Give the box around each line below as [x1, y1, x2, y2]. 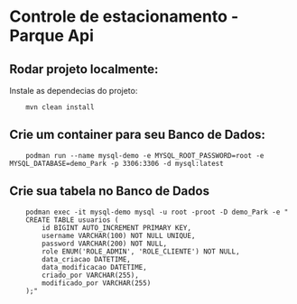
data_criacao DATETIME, [42, 254, 131, 263]
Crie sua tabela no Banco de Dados [9, 183, 210, 199]
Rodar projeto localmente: [9, 61, 159, 77]
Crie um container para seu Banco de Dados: [9, 127, 266, 143]
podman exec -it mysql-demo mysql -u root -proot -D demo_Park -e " [25, 207, 289, 216]
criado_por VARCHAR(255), [42, 271, 140, 280]
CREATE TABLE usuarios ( [25, 215, 119, 225]
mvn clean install [25, 103, 95, 112]
